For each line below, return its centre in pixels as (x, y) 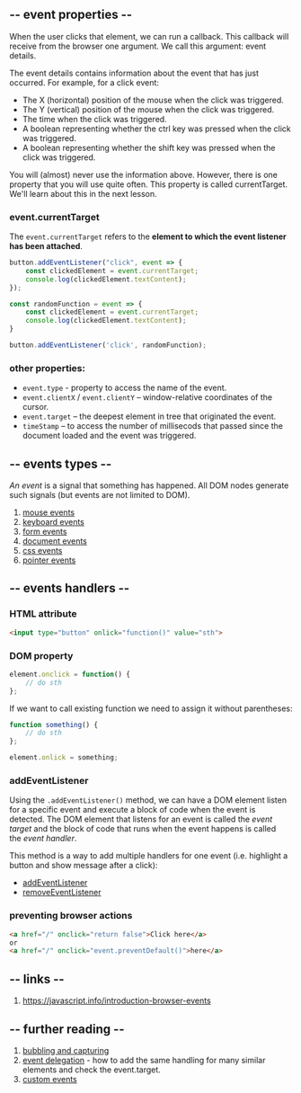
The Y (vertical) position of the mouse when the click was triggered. (148, 109)
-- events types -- (61, 463)
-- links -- (37, 979)
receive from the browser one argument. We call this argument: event (138, 46)
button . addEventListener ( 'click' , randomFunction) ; (108, 345)
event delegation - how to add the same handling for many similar (144, 1060)
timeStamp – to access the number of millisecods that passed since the (152, 426)
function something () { (54, 724)
